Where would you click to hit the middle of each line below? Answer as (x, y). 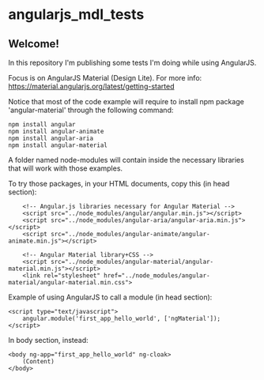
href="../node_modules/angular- (157, 276)
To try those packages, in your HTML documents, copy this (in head (119, 184)
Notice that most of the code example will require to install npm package (126, 102)
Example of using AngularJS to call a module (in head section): (110, 297)
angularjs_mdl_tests (76, 15)
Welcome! (34, 44)
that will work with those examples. (66, 168)
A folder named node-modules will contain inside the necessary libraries (126, 160)
